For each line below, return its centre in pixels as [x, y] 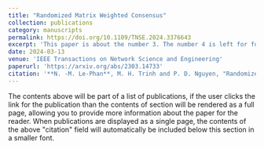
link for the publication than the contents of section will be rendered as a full [131, 104]
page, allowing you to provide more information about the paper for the [123, 113]
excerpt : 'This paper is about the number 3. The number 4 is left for [128, 45]
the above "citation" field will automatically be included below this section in [131, 129]
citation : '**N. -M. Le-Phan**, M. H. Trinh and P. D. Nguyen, [114, 74]
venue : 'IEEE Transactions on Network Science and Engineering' [115, 60]
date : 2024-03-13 [37, 52]
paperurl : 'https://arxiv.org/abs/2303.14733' [86, 67]
